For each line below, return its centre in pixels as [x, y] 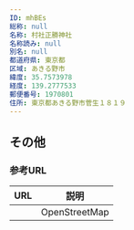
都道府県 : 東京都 [37, 60]
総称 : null [29, 26]
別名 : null [29, 52]
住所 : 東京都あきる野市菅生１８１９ [68, 103]
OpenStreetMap [75, 213]
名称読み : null [36, 43]
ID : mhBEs [28, 18]
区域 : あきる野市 [37, 69]
